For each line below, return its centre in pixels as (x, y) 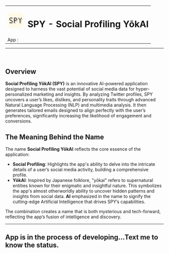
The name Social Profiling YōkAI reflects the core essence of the (73, 149)
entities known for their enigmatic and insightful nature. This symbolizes (87, 186)
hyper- (143, 89)
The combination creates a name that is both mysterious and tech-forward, (83, 212)
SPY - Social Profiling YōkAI (88, 24)
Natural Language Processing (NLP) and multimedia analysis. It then (76, 105)
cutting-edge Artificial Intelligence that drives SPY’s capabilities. (79, 202)
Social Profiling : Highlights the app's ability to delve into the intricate (84, 164)
